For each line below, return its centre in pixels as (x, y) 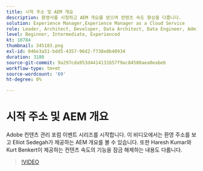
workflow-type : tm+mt (34, 68)
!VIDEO (30, 162)
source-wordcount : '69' (36, 74)
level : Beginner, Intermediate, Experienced (63, 35)
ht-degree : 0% (24, 79)
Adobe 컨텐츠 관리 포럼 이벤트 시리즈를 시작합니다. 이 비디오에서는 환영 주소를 (98, 135)
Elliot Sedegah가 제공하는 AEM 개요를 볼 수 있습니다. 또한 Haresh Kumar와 (102, 142)
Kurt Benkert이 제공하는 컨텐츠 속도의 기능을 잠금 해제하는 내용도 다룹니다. (94, 150)
